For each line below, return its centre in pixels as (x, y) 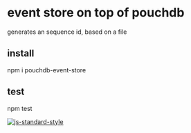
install (21, 53)
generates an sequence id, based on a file (67, 32)
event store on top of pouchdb (96, 13)
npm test (20, 108)
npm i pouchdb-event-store (47, 70)
